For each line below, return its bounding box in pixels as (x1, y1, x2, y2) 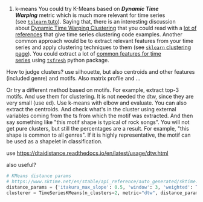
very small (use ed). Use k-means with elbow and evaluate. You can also (6, 99, 187, 106)
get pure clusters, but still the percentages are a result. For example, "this (6, 125, 189, 132)
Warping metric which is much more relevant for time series (14, 11, 166, 19)
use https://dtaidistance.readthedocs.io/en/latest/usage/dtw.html (6, 149, 169, 157)
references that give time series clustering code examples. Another (14, 31, 183, 38)
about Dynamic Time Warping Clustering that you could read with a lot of (14, 24, 197, 31)
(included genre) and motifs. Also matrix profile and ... (6, 75, 141, 82)
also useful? (6, 161, 36, 168)
